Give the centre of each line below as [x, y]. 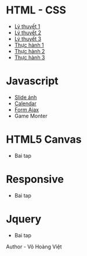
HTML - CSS [36, 10]
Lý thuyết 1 [27, 26]
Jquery [24, 219]
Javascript [32, 81]
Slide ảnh [26, 97]
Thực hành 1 [29, 45]
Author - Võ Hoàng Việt [34, 247]
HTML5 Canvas [44, 139]
